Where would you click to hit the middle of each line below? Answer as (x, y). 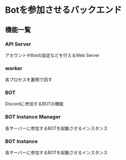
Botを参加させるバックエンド (63, 10)
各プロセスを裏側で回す (29, 80)
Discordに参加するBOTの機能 (34, 104)
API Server (18, 44)
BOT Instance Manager (33, 117)
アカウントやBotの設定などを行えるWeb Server (52, 55)
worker (14, 68)
